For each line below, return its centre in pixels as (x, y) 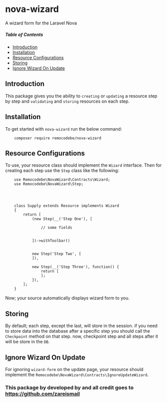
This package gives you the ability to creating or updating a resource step (81, 96)
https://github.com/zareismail (43, 394)
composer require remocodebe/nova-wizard (58, 138)
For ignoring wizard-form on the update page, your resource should (74, 369)
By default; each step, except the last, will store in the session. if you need (82, 326)
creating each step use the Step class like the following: (62, 171)
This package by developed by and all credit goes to (69, 388)
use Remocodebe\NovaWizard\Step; (49, 184)
